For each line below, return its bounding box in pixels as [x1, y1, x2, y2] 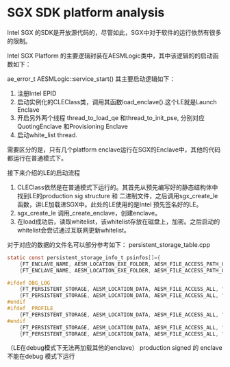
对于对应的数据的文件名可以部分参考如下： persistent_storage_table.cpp [7, 240, 211, 248]
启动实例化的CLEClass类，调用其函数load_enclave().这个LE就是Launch [16, 97, 217, 106]
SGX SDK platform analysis [7, 5, 165, 21]
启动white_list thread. [16, 130, 77, 139]
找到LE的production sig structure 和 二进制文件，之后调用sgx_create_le [16, 191, 218, 200]
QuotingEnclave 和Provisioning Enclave [16, 122, 128, 130]
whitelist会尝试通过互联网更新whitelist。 [16, 226, 130, 234]
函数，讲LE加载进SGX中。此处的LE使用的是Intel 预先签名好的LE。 [16, 200, 203, 209]
